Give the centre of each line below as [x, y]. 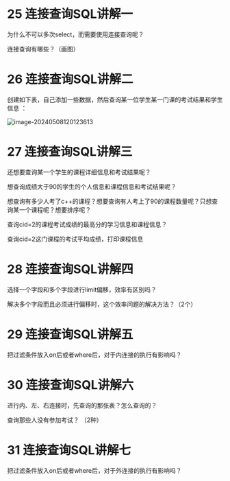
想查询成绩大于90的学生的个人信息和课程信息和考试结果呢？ [92, 187]
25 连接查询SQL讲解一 [70, 14]
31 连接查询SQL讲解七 [69, 450]
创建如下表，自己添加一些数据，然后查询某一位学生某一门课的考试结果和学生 [115, 99]
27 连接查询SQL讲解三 [70, 152]
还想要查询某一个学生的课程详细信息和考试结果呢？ [79, 172]
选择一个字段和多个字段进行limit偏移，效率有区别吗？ [82, 290]
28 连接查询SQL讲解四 [70, 269]
